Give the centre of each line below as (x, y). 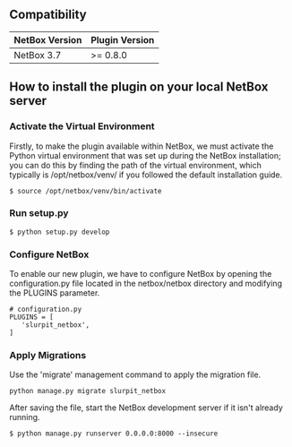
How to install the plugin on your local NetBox (139, 87)
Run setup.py (39, 213)
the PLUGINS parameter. (55, 293)
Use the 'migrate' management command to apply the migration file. (135, 374)
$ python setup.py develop (60, 232)
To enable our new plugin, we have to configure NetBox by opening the (141, 274)
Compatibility (48, 15)
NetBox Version (48, 39)
